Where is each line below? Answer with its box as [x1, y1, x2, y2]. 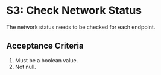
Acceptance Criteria [6, 41, 84, 51]
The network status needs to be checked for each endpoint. [6, 23, 156, 31]
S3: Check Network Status [6, 4, 142, 17]
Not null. [14, 63, 36, 70]
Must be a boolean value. [14, 56, 78, 64]
